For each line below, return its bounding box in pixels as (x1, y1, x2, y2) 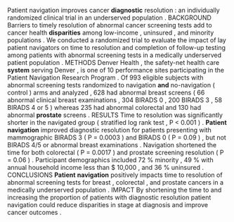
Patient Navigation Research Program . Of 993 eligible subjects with (7, 73, 204, 82)
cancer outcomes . (7, 208, 62, 216)
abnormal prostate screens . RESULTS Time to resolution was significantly (7, 111, 223, 119)
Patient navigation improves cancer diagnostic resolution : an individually (7, 6, 220, 14)
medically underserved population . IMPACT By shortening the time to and (7, 186, 222, 194)
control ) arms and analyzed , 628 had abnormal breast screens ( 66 (7, 88, 205, 97)
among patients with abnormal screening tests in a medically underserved (7, 51, 222, 59)
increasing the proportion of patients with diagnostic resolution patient (7, 193, 212, 202)
